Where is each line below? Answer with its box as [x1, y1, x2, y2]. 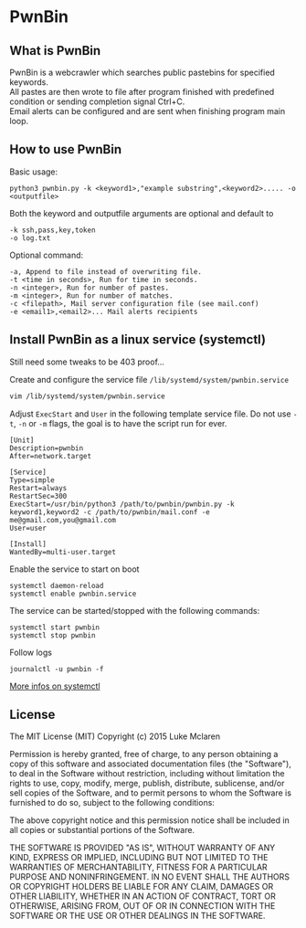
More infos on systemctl [9, 680, 100, 691]
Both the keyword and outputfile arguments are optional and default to [9, 207, 274, 218]
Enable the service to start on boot [9, 564, 140, 575]
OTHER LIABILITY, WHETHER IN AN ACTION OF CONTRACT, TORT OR [9, 891, 276, 902]
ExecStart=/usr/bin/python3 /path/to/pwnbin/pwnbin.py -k [9, 500, 235, 509]
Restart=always [9, 483, 68, 492]
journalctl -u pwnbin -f [9, 664, 104, 673]
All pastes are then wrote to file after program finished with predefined [9, 87, 275, 97]
